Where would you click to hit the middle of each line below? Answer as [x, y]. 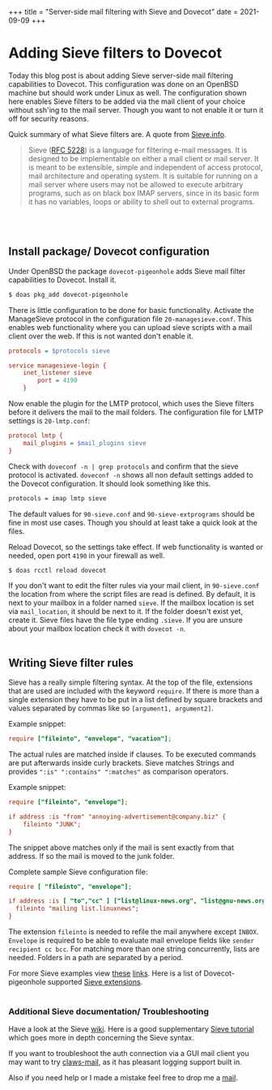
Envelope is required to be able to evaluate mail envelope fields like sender [132, 941]
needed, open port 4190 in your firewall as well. [87, 556]
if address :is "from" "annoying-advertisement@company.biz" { [117, 817]
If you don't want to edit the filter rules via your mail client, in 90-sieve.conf [134, 586]
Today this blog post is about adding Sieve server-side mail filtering [121, 75]
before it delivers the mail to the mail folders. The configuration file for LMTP [136, 412]
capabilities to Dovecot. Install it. [63, 280]
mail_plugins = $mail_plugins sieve [85, 443]
